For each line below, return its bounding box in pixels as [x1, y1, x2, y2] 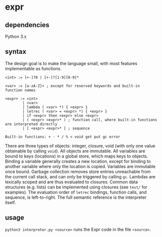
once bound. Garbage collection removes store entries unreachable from [5, 169, 151, 174]
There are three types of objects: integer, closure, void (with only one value [5, 142, 156, 149]
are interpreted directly [5, 122, 57, 126]
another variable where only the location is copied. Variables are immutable [5, 163, 156, 169]
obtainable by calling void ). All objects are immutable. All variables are [5, 148, 146, 154]
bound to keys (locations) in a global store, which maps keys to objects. [5, 153, 148, 159]
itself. [5, 199, 16, 205]
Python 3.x [5, 33, 27, 39]
